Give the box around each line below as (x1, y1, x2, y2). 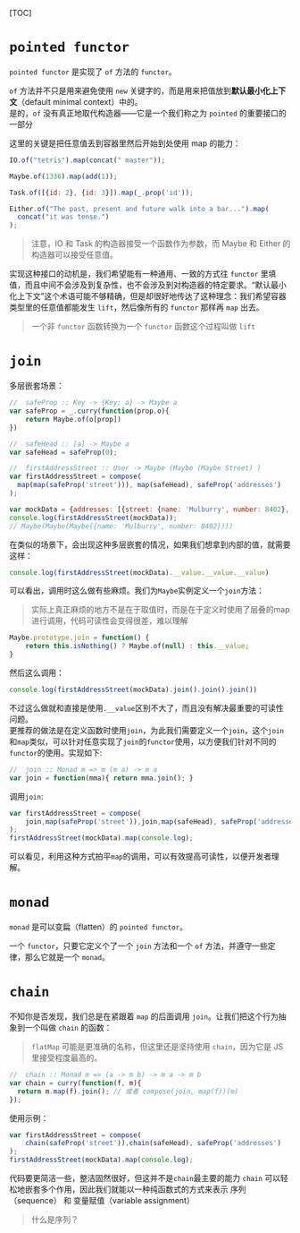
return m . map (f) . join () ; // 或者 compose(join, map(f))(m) (17, 1087, 239, 1096)
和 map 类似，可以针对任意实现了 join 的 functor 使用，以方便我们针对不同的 (9, 736, 277, 747)
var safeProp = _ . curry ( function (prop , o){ (9, 407, 170, 415)
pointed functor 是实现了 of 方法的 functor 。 (9, 66, 177, 77)
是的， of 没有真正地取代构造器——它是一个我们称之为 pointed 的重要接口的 (9, 107, 287, 118)
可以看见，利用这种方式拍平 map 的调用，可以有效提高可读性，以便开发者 (9, 851, 272, 862)
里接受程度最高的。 (30, 1052, 103, 1063)
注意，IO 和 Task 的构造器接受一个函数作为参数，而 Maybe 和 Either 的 (30, 238, 291, 249)
